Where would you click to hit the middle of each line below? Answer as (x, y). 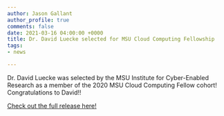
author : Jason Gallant (40, 13)
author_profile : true (38, 20)
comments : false (30, 26)
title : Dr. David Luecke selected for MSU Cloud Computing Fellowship (111, 39)
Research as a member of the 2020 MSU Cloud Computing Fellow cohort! (112, 85)
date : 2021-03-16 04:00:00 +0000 (55, 33)
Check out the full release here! (52, 106)
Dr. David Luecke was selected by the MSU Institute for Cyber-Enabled (108, 77)
